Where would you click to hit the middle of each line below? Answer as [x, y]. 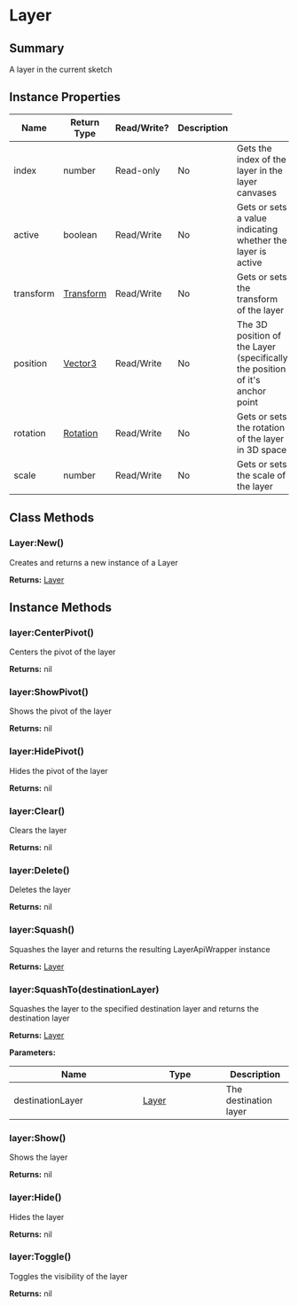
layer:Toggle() [40, 1257]
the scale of [261, 475]
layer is [251, 251]
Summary [37, 48]
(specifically [262, 357]
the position [261, 369]
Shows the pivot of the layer [61, 711]
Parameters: [32, 1052]
